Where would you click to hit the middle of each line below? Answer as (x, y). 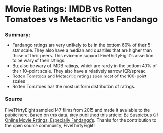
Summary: (18, 35)
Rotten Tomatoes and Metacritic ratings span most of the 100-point (79, 76)
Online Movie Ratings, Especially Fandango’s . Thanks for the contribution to (81, 120)
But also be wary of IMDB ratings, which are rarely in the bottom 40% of (84, 66)
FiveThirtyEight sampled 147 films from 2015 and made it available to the (78, 110)
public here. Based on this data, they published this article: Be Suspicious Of (81, 115)
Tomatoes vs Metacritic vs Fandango (81, 19)
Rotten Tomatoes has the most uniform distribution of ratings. (74, 87)
